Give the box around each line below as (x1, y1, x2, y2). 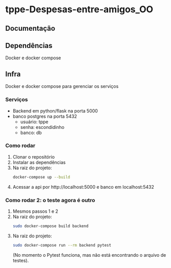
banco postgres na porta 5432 (12, 113, 78, 119)
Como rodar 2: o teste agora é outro (5, 196, 95, 204)
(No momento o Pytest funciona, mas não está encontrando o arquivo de (12, 252, 166, 258)
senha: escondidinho (20, 124, 65, 130)
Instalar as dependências (12, 159, 66, 165)
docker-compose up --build (12, 174, 70, 180)
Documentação (5, 24, 55, 33)
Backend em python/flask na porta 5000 (12, 107, 98, 114)
